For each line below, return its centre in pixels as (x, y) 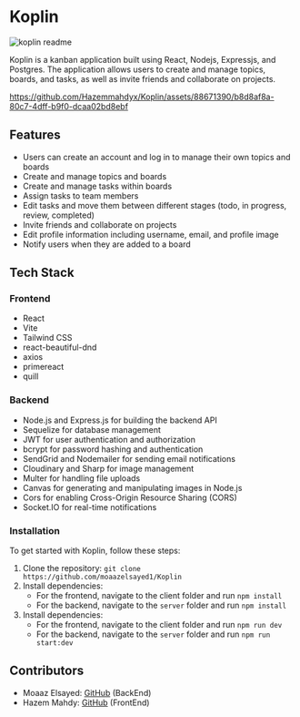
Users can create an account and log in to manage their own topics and (156, 157)
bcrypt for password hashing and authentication (113, 449)
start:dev (55, 643)
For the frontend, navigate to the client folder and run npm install (159, 596)
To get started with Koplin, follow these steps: (95, 551)
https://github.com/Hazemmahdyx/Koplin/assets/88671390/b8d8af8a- (142, 97)
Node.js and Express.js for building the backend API (120, 420)
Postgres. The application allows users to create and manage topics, (138, 69)
